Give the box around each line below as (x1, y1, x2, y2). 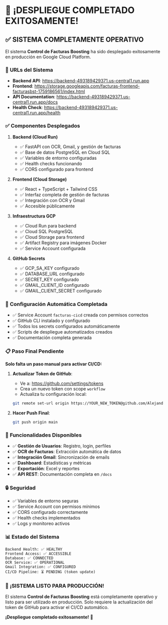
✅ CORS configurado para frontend (20, 166, 94, 172)
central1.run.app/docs (12, 99, 58, 105)
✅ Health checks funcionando (20, 160, 82, 166)
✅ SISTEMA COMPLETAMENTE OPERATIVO (5, 35, 144, 44)
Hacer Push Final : (12, 410, 50, 416)
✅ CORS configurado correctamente (12, 509, 88, 515)
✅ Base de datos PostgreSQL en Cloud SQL (20, 149, 110, 155)
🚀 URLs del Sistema (5, 66, 54, 73)
